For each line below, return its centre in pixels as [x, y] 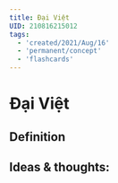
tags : [19, 34]
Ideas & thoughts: [59, 167]
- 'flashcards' [46, 59]
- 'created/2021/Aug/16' [63, 43]
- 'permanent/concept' [59, 51]
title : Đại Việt [39, 17]
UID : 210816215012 [43, 26]
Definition [37, 137]
